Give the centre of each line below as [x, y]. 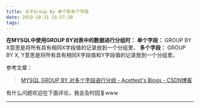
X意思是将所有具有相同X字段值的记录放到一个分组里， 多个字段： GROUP [96, 47]
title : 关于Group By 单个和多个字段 [48, 12]
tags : [13, 23]
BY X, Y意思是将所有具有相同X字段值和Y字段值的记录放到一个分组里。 [92, 55]
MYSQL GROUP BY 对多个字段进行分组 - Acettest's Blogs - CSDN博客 [106, 80]
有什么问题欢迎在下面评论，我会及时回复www [62, 93]
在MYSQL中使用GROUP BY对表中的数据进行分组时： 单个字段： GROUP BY [99, 40]
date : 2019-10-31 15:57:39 [40, 17]
